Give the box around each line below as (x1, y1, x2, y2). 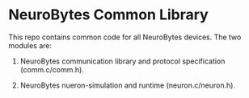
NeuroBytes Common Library (8, 6, 209, 24)
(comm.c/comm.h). (19, 64, 85, 74)
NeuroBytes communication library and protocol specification (19, 56, 226, 66)
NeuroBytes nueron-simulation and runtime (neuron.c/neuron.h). (19, 80, 236, 90)
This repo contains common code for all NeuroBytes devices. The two (8, 32, 242, 42)
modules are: (8, 40, 53, 50)
